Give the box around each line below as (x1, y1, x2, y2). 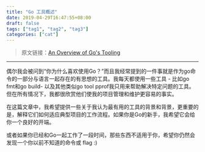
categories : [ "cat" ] (6, 32, 59, 38)
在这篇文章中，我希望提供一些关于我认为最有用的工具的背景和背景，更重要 (6, 103, 193, 111)
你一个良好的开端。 (6, 119, 55, 126)
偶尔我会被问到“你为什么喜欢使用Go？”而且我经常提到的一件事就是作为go (6, 67, 191, 75)
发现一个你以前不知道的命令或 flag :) (6, 139, 98, 147)
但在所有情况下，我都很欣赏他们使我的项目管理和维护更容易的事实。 (6, 91, 178, 98)
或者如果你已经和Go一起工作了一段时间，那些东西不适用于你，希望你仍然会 (6, 131, 195, 139)
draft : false (6, 20, 40, 26)
